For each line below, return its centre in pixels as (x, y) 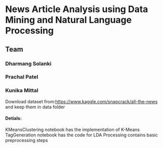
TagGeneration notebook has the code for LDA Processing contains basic (82, 135)
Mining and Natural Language (69, 20)
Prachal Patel (22, 77)
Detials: (13, 118)
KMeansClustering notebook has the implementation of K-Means (72, 129)
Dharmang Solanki (28, 63)
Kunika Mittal (22, 91)
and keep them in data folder (35, 107)
